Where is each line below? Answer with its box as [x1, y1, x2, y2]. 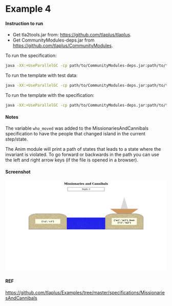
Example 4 [5, 3, 51, 15]
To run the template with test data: [5, 72, 78, 78]
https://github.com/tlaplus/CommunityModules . [12, 43, 114, 49]
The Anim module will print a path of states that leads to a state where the [5, 146, 161, 152]
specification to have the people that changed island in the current [5, 131, 146, 137]
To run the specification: [5, 52, 57, 59]
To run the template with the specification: [5, 92, 95, 98]
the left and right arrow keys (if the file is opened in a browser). [5, 157, 138, 163]
